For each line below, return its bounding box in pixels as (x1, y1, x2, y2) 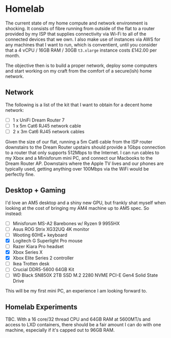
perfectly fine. (5, 171, 35, 177)
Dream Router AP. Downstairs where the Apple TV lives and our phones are (5, 160, 164, 166)
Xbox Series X (12, 249, 43, 255)
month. (5, 52, 20, 59)
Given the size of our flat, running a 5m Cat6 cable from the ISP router (5, 138, 153, 144)
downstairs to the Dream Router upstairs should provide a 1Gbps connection (5, 144, 166, 150)
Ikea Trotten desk (12, 261, 50, 267)
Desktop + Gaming (5, 186, 66, 195)
